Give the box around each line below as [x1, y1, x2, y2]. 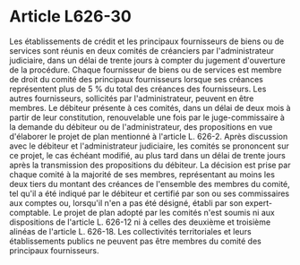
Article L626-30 [9, 6, 132, 27]
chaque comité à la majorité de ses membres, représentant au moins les [9, 168, 276, 180]
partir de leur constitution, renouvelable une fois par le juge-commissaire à [9, 112, 285, 123]
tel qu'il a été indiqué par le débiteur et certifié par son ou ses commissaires [9, 188, 290, 199]
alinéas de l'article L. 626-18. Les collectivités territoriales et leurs [9, 226, 253, 236]
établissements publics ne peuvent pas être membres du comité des [9, 235, 261, 246]
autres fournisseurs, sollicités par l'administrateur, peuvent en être [9, 92, 254, 104]
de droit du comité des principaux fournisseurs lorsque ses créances [9, 73, 264, 84]
